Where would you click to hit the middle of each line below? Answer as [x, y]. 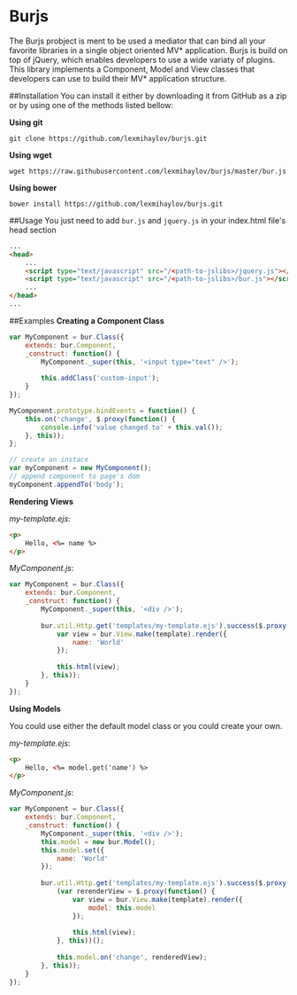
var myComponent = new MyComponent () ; [80, 468]
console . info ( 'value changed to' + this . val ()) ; [132, 427]
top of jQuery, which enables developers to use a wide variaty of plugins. [142, 59]
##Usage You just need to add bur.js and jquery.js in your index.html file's [148, 220]
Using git [26, 122]
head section [33, 230]
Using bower [33, 187]
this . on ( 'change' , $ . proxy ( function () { [100, 419]
